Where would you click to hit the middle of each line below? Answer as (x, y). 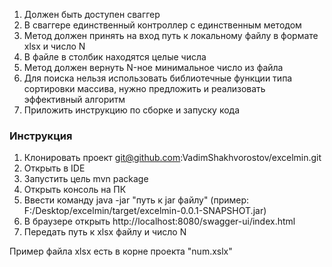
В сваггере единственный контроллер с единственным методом (162, 25)
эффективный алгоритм (74, 99)
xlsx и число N (54, 46)
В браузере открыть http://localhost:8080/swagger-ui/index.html (159, 221)
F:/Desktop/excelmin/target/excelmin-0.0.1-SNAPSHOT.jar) (145, 211)
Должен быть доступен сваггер (92, 14)
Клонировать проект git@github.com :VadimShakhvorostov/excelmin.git (172, 158)
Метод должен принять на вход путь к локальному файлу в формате (171, 35)
